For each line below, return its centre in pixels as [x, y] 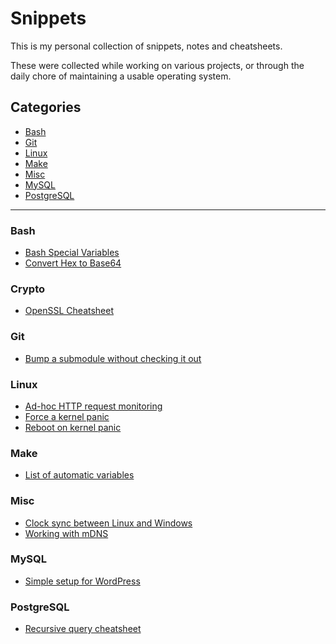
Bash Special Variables [72, 253]
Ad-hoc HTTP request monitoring [93, 406]
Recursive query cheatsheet [83, 629]
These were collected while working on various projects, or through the [157, 65]
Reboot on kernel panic [73, 427]
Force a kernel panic [67, 416]
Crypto [28, 289]
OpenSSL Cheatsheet [69, 311]
